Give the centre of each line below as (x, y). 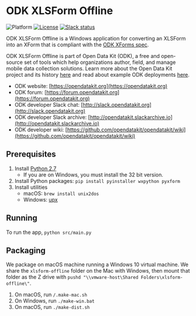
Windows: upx (40, 199)
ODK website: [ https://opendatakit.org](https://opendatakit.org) (91, 86)
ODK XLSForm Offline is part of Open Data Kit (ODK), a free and (83, 56)
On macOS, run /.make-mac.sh (51, 295)
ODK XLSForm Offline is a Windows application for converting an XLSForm (96, 38)
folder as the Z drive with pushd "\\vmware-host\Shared (72, 277)
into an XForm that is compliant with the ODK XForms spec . (78, 45)
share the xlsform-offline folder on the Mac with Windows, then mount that (98, 271)
